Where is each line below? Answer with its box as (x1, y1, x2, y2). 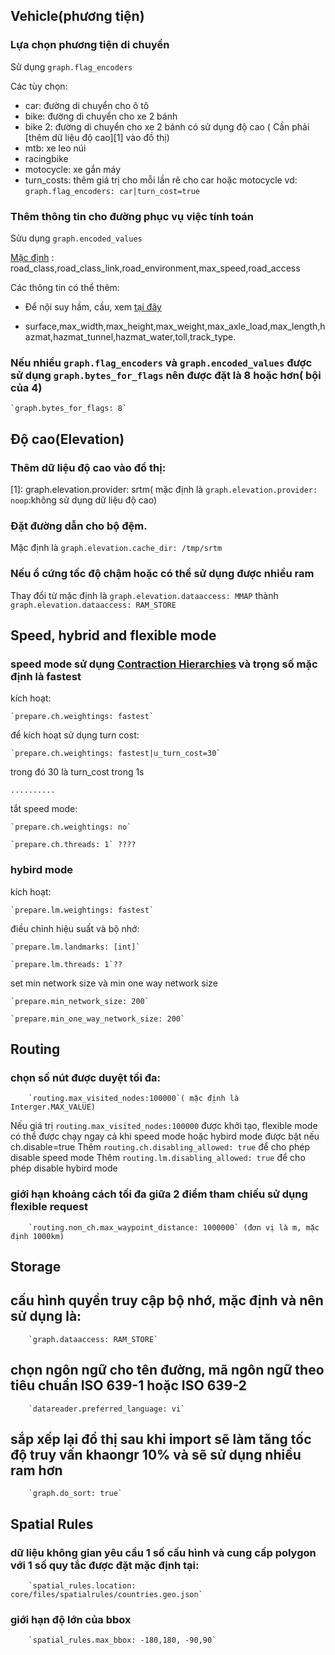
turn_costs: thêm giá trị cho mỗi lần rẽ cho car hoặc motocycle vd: (24, 174, 298, 186)
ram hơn (10, 1462, 63, 1479)
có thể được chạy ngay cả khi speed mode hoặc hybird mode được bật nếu (10, 1130, 320, 1143)
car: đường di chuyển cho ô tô (24, 99, 150, 111)
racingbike (24, 152, 69, 164)
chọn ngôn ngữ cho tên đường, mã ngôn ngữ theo (10, 1362, 325, 1379)
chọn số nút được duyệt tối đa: (10, 1070, 162, 1084)
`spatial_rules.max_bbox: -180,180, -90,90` (28, 1635, 217, 1646)
